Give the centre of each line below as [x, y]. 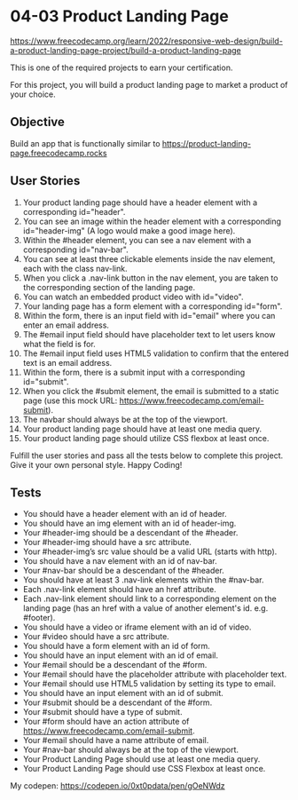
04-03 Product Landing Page [119, 16]
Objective [38, 122]
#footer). [39, 618]
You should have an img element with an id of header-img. [129, 523]
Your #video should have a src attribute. [96, 637]
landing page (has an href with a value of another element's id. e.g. [145, 608]
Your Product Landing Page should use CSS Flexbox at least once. [144, 769]
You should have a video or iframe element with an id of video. [137, 627]
